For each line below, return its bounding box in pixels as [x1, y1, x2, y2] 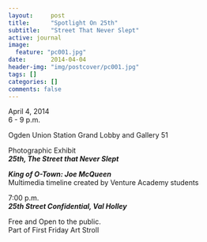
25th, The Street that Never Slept [8, 154, 119, 164]
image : [8, 41, 30, 49]
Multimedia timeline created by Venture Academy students [8, 178, 199, 187]
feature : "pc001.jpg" [15, 48, 87, 56]
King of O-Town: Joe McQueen [8, 169, 112, 179]
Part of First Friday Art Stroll [8, 225, 100, 235]
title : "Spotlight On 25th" [8, 19, 119, 27]
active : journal [8, 33, 62, 42]
